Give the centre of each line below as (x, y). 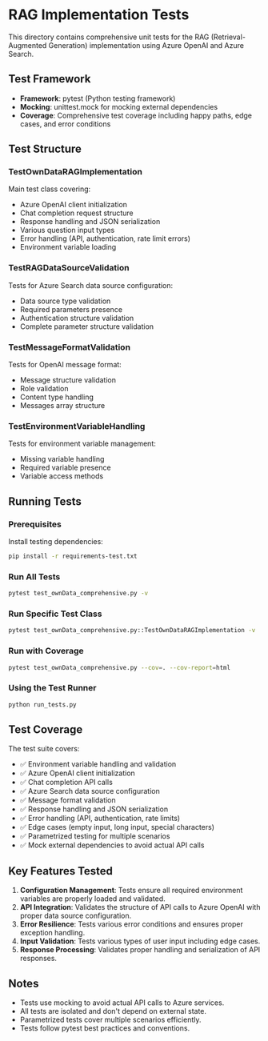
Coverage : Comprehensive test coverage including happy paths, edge (136, 115)
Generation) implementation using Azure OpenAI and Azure (146, 45)
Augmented (28, 45)
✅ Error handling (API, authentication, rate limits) (100, 819)
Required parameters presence (71, 309)
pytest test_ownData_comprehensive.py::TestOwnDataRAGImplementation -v (132, 631)
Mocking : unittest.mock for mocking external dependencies (119, 106)
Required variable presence (65, 468)
